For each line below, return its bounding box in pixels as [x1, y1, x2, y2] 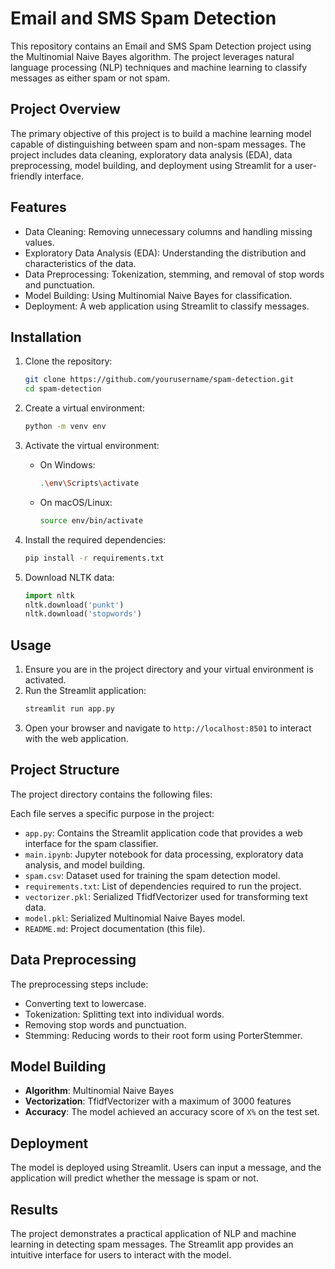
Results [10, 1201, 59, 1218]
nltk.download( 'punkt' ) [24, 600, 125, 610]
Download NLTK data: [24, 571, 115, 583]
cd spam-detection [24, 384, 102, 394]
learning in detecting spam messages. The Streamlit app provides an [10, 1238, 294, 1250]
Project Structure [10, 762, 120, 779]
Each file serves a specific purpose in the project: [10, 807, 215, 819]
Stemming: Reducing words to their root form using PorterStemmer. [24, 1029, 303, 1041]
